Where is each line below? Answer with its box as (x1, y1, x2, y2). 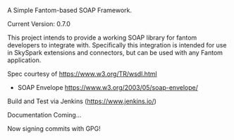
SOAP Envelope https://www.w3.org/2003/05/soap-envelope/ (17, 83, 199, 91)
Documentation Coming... (7, 111, 82, 119)
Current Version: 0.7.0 (7, 20, 70, 28)
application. (7, 56, 42, 64)
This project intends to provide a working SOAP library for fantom (7, 33, 197, 42)
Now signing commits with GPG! (7, 124, 101, 133)
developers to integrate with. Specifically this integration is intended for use (7, 41, 227, 49)
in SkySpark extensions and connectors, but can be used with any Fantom (7, 49, 223, 57)
